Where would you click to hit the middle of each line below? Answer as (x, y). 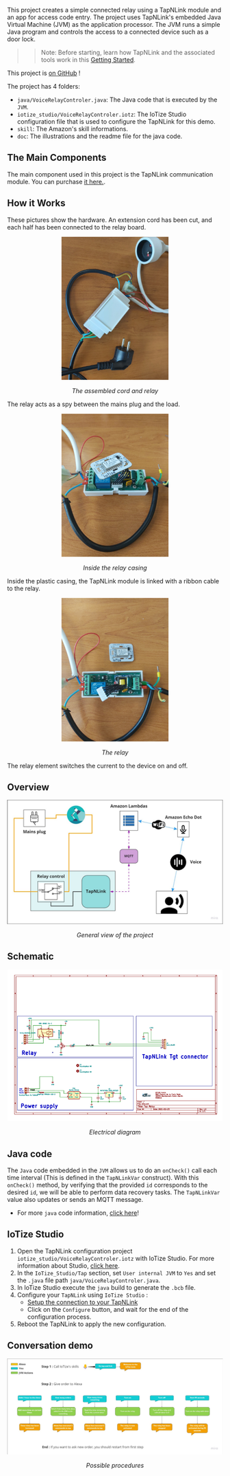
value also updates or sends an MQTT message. (75, 1199)
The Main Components (57, 158)
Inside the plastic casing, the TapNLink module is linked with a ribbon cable (113, 581)
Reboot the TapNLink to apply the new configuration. (91, 1324)
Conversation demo (50, 1346)
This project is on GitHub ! (44, 73)
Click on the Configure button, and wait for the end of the (108, 1309)
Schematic (30, 957)
